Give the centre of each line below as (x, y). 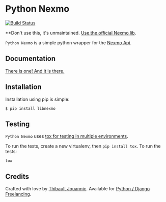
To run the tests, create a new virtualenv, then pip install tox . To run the (83, 146)
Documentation (31, 59)
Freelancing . (18, 194)
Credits (17, 176)
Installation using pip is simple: (37, 99)
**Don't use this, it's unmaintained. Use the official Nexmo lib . (71, 33)
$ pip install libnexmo (31, 108)
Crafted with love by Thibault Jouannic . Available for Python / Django (78, 189)
